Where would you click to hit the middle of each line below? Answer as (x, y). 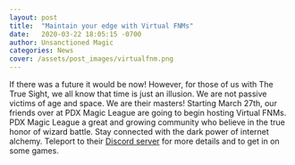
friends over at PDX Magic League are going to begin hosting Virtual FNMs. (148, 113)
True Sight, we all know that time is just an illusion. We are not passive (138, 94)
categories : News (42, 51)
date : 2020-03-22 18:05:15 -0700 (76, 34)
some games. (34, 151)
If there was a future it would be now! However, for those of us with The (142, 84)
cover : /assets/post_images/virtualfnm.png (92, 59)
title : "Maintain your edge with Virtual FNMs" (101, 26)
